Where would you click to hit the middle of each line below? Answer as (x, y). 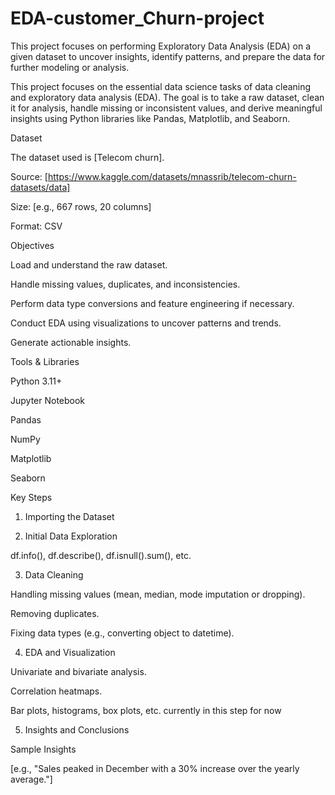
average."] (31, 779)
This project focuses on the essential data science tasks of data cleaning (161, 86)
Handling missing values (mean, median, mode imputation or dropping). (158, 594)
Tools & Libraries (45, 361)
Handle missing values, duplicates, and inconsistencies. (125, 284)
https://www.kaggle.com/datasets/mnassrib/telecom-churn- (172, 176)
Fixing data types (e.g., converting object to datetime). (122, 633)
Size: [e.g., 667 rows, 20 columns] (81, 206)
